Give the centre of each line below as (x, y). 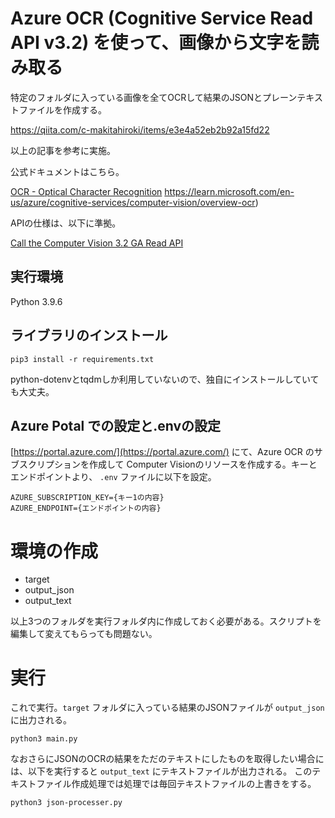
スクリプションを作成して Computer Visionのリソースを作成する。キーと (168, 464)
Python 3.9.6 (36, 301)
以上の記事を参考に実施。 (63, 150)
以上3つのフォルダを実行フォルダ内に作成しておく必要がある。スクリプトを (166, 621)
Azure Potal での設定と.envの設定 (116, 425)
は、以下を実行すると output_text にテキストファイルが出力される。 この (161, 771)
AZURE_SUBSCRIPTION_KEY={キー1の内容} (87, 498)
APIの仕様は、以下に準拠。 (66, 223)
